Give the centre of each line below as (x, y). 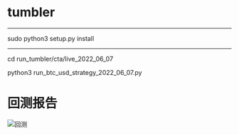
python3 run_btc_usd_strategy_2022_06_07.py (75, 72)
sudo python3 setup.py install (51, 38)
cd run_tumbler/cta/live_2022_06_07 (60, 59)
